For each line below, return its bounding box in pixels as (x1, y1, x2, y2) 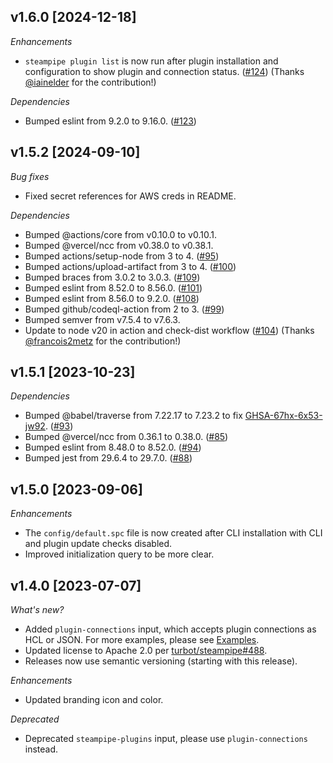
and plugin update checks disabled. (24, 538, 173, 550)
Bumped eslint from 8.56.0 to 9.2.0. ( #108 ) (24, 292, 200, 304)
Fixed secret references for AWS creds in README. (24, 190, 237, 202)
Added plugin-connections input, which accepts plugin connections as (24, 623, 317, 635)
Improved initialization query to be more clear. (24, 548, 215, 560)
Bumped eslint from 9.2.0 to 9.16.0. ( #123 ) (24, 115, 197, 127)
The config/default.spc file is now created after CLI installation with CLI (24, 527, 323, 539)
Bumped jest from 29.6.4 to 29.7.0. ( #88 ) (24, 452, 193, 464)
